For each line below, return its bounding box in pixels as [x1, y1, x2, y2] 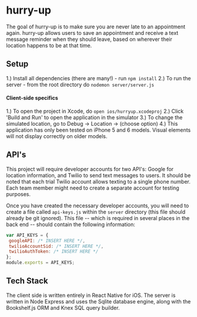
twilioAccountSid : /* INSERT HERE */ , [8, 243, 104, 249]
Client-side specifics [6, 94, 59, 102]
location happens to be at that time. [6, 42, 92, 49]
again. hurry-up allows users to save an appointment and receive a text [6, 29, 179, 36]
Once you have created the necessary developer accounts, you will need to [6, 202, 189, 209]
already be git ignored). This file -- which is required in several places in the [6, 214, 190, 221]
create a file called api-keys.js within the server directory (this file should [6, 208, 186, 215]
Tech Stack [6, 276, 48, 286]
